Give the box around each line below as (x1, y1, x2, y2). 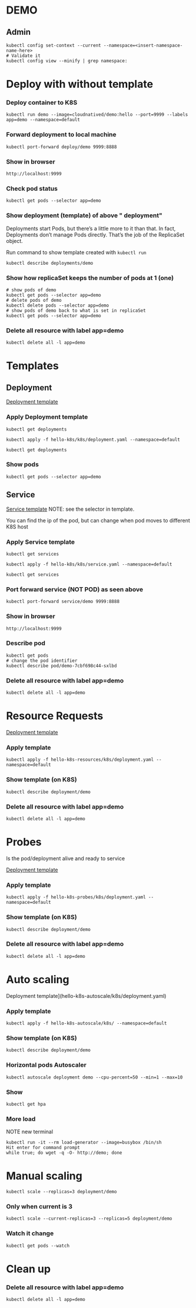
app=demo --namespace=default (6, 117, 81, 123)
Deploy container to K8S (6, 98, 78, 106)
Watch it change (6, 1229, 54, 1237)
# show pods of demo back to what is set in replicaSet (6, 307, 146, 314)
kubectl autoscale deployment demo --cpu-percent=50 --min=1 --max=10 (6, 1074, 183, 1080)
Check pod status (6, 185, 58, 192)
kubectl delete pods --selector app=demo (6, 302, 109, 308)
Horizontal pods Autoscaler (6, 1061, 87, 1069)
